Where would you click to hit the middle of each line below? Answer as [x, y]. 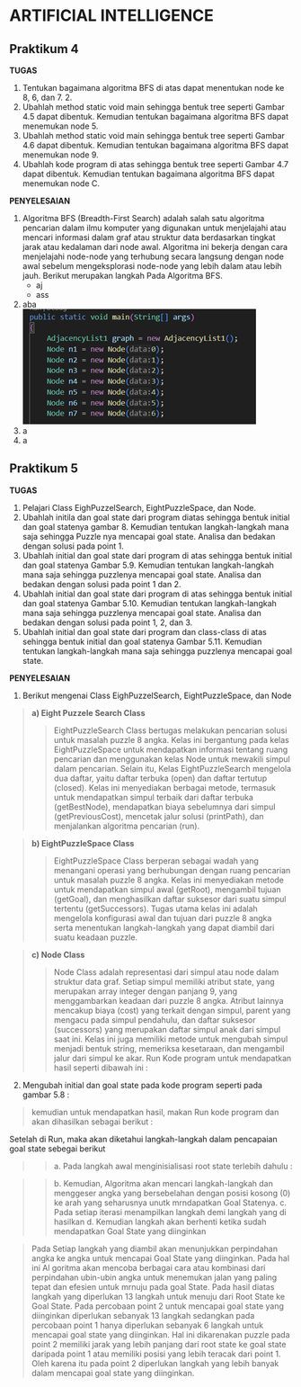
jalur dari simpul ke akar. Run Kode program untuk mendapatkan [173, 1058]
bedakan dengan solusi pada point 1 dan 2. [102, 584]
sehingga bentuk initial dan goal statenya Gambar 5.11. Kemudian [142, 641]
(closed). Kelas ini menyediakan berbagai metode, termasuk [165, 787]
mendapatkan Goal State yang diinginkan [130, 1231]
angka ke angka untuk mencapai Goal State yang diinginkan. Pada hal [160, 1258]
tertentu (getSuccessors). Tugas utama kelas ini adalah [155, 908]
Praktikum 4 [44, 49]
